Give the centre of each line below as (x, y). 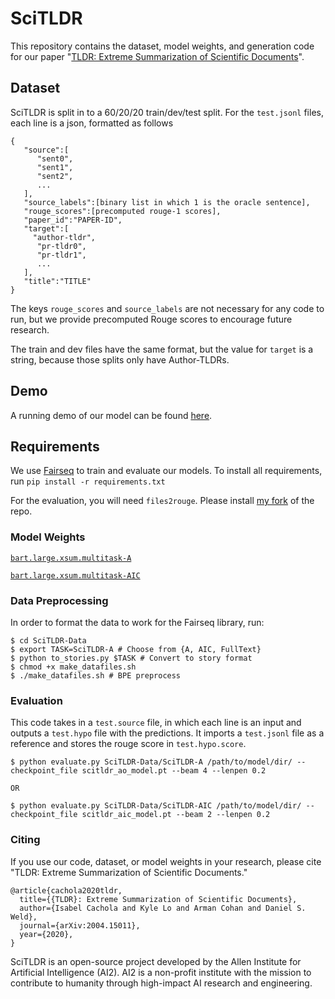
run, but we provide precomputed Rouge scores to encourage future (151, 319)
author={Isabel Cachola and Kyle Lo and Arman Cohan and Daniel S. (163, 908)
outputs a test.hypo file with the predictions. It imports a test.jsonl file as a (167, 733)
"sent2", (55, 176)
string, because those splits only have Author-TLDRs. (120, 359)
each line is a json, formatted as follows (92, 123)
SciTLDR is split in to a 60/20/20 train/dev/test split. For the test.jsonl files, (167, 112)
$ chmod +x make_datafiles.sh (73, 667)
